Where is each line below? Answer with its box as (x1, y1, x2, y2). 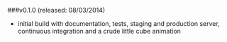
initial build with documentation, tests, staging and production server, (17, 20, 220, 27)
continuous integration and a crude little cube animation (17, 27, 181, 35)
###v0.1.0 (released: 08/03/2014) (7, 6, 106, 14)
